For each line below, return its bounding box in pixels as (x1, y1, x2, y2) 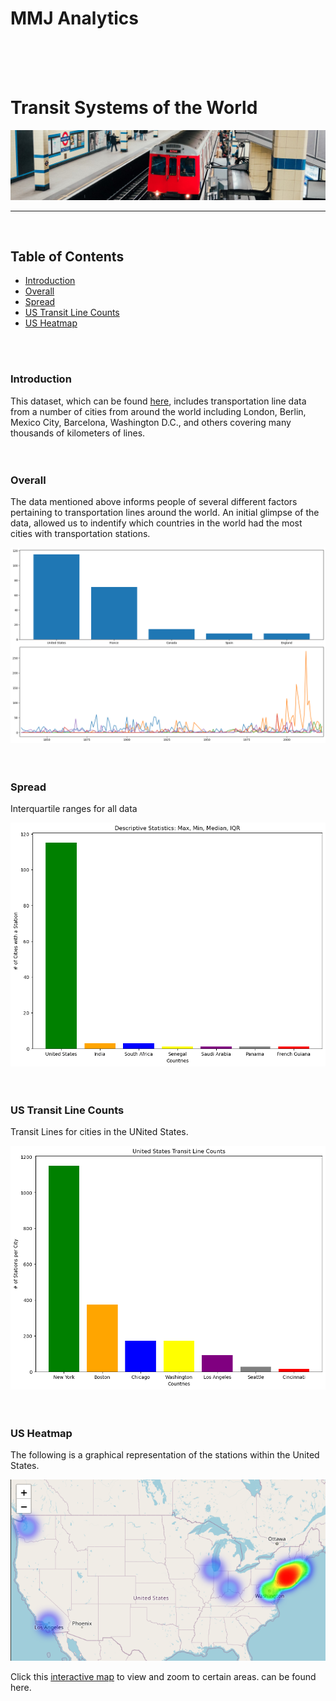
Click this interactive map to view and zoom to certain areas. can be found (10, 1670, 317, 1682)
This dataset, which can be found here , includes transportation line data (10, 395, 307, 407)
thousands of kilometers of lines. (10, 427, 146, 439)
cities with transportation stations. (10, 528, 151, 539)
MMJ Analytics (10, 7, 139, 30)
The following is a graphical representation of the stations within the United (10, 1449, 320, 1461)
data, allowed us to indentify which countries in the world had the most (10, 517, 303, 529)
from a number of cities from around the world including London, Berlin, (10, 405, 307, 417)
